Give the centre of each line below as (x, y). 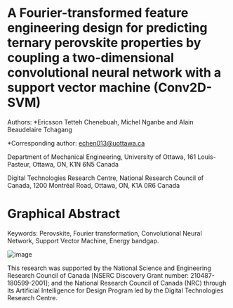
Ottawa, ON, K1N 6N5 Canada (76, 164)
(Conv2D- (183, 88)
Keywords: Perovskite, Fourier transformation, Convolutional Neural (105, 233)
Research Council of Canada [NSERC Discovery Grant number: (98, 275)
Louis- (207, 157)
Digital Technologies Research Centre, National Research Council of (106, 178)
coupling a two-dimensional (91, 58)
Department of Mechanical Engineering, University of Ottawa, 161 (102, 157)
